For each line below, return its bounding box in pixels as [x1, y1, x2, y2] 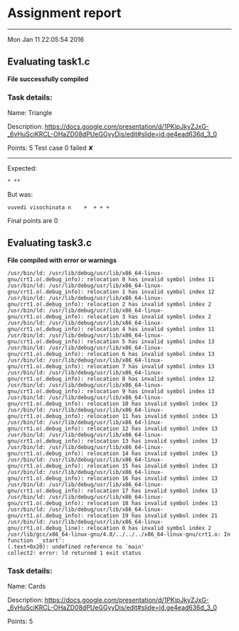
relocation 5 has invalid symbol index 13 [86, 338, 215, 345]
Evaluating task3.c [7, 237, 92, 249]
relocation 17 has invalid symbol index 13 [86, 487, 218, 495]
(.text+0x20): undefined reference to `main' [7, 543, 144, 550]
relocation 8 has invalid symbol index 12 [86, 375, 215, 382]
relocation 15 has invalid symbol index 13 [86, 462, 218, 470]
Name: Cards [7, 582, 46, 590]
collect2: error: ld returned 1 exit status [7, 549, 142, 556]
